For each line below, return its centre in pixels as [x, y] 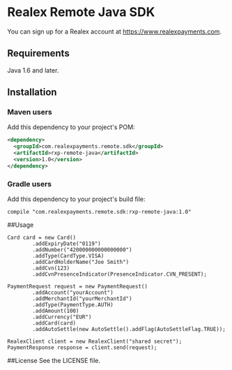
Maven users [30, 112]
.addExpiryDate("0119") [67, 244]
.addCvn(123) [51, 268]
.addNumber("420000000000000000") [82, 250]
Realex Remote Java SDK [81, 12]
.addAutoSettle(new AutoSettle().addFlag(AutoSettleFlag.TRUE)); [129, 330]
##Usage [21, 225]
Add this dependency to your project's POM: [71, 127]
